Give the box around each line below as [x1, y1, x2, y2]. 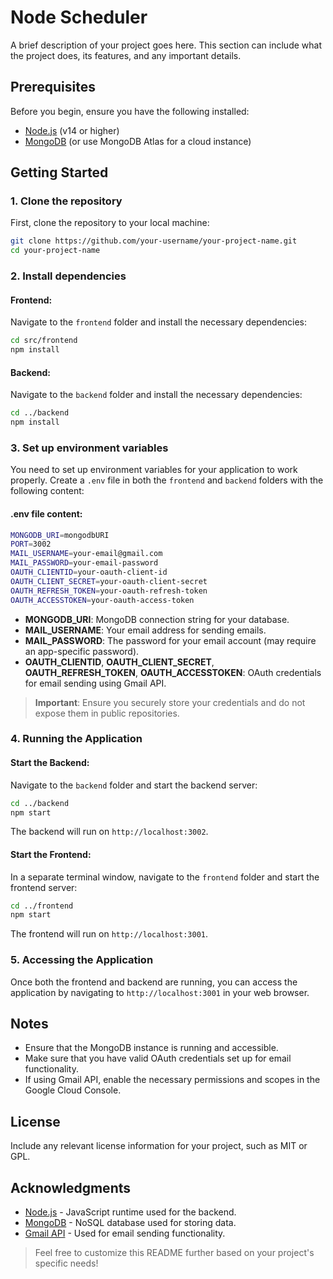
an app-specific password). [24, 645, 140, 657]
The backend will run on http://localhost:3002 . [10, 826, 209, 838]
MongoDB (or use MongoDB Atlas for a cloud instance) [24, 135, 252, 147]
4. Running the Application [10, 732, 143, 746]
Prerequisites [10, 79, 96, 96]
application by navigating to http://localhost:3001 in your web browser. [10, 986, 310, 998]
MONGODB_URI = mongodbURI [10, 530, 110, 540]
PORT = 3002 [10, 539, 52, 550]
